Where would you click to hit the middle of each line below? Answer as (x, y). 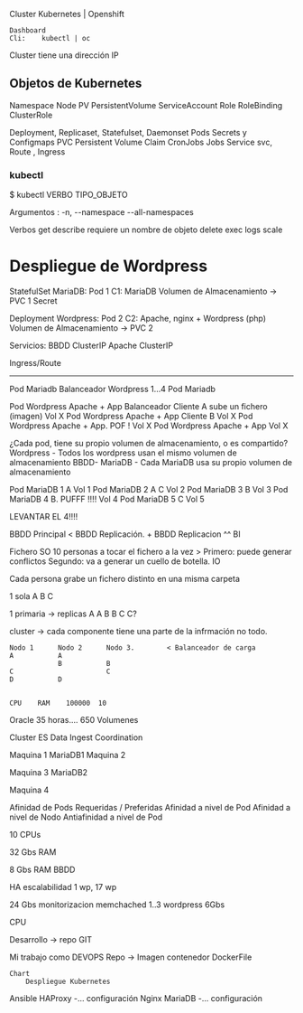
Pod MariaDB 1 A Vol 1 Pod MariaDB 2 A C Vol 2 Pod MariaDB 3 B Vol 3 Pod (149, 490)
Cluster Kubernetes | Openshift (67, 14)
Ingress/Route (35, 363)
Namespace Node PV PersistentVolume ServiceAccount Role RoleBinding (146, 105)
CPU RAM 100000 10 (58, 703)
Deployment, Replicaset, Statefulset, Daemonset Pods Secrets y (129, 132)
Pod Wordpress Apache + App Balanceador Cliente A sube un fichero (138, 407)
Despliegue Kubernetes (68, 982)
